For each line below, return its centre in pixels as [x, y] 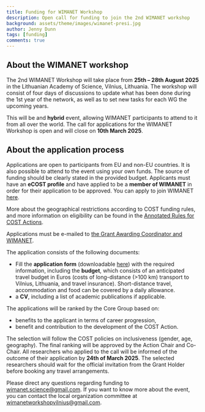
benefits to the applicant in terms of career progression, [86, 320]
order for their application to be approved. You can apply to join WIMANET [100, 191]
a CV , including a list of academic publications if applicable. [91, 296]
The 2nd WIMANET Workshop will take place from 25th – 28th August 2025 [103, 79]
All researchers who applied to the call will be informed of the [100, 351]
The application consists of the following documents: [73, 252]
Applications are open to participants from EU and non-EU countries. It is [99, 164]
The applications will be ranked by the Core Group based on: [83, 308]
